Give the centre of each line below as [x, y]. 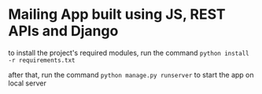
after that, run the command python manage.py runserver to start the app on [131, 74]
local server [28, 83]
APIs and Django [63, 31]
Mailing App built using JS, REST [117, 14]
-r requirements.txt [42, 60]
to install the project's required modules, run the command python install [129, 52]
